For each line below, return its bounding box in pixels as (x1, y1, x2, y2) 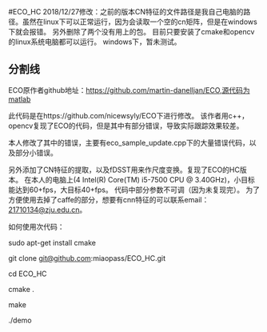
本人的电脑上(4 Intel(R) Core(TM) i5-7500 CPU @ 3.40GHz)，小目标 (30, 174, 256, 184)
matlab (8, 94, 31, 104)
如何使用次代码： (8, 222, 65, 231)
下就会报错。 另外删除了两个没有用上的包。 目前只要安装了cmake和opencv (8, 27, 255, 36)
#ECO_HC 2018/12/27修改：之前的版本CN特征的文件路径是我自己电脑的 (8, 7, 244, 16)
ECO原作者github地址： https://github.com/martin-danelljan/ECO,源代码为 (8, 85, 250, 94)
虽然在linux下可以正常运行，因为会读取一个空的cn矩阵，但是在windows (22, 17, 257, 26)
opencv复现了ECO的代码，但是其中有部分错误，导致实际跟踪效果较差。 (8, 121, 244, 130)
